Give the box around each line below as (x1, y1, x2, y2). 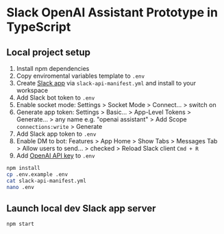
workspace (16, 87, 49, 94)
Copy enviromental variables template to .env (16, 72, 145, 80)
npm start (6, 220, 35, 228)
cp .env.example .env (6, 171, 69, 178)
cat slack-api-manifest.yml (6, 177, 87, 184)
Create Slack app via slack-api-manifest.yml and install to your (16, 79, 197, 87)
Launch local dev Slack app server (6, 203, 156, 214)
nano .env (6, 184, 35, 190)
